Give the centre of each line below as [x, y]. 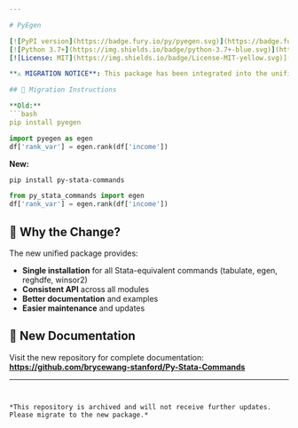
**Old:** [25, 106]
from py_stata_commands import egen [77, 196]
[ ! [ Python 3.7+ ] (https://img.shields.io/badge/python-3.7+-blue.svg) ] [142, 50]
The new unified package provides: [74, 253]
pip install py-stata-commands [67, 180]
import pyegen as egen [51, 139]
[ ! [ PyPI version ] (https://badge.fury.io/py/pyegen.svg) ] [117, 41]
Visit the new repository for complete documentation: [106, 357]
